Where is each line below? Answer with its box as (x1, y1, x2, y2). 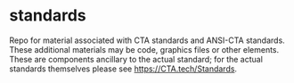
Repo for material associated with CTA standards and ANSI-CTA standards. (9, 35, 285, 46)
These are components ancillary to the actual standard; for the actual (9, 54, 263, 64)
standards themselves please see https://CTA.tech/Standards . (9, 63, 238, 74)
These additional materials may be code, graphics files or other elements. (9, 44, 280, 54)
